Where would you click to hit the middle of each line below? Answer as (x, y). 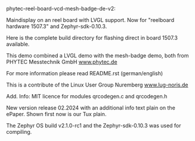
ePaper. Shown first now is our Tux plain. (56, 114)
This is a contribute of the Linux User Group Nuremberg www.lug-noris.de (97, 85)
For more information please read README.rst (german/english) (85, 73)
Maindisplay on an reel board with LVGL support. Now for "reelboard (90, 20)
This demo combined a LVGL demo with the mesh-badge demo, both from (97, 55)
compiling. (19, 132)
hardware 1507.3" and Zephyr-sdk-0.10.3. (57, 26)
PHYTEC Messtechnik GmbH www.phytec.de (62, 62)
